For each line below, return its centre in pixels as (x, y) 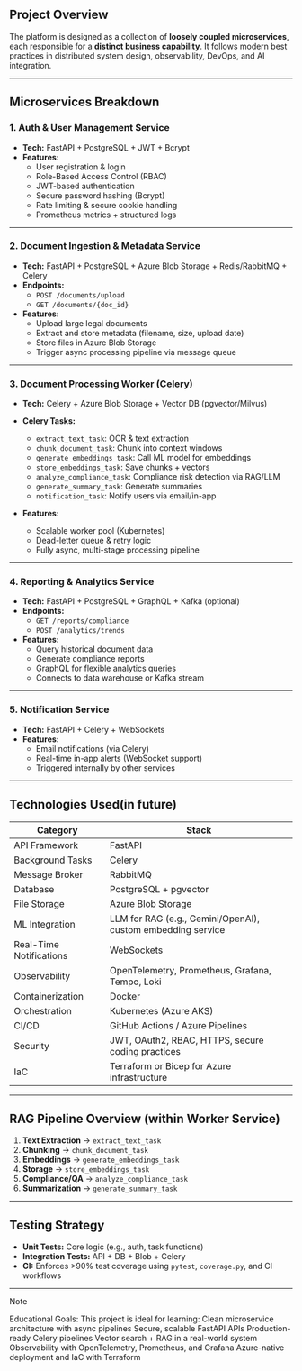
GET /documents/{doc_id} (82, 305)
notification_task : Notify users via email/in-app (126, 496)
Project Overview (59, 15)
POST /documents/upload (80, 295)
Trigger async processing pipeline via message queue (136, 352)
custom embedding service (167, 929)
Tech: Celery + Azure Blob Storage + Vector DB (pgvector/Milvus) (145, 404)
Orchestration (43, 1010)
